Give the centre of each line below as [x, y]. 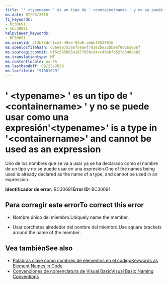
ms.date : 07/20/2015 [27, 15]
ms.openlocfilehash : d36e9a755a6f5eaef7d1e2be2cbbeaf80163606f [73, 47]
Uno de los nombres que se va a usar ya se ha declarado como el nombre [82, 163]
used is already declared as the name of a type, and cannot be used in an [81, 174]
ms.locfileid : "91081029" [32, 71]
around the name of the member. [47, 232]
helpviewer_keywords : [28, 33]
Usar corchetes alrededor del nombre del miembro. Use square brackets [87, 227]
